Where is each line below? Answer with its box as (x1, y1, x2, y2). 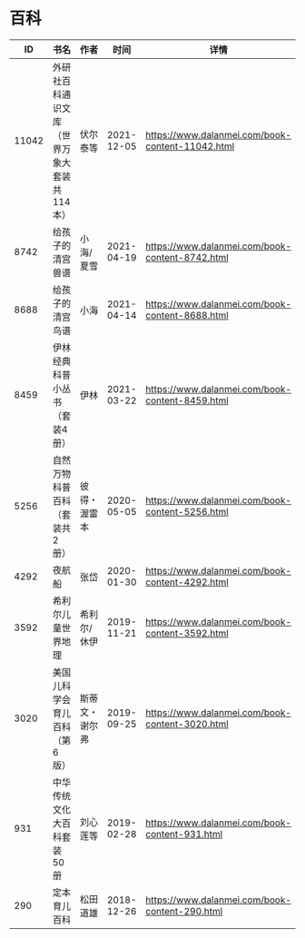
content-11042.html (144, 140, 235, 153)
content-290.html (144, 904, 223, 917)
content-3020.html (144, 717, 229, 730)
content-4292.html (144, 576, 229, 588)
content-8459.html (144, 394, 229, 407)
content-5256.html (144, 505, 229, 518)
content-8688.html (144, 309, 229, 321)
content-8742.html (144, 251, 229, 263)
